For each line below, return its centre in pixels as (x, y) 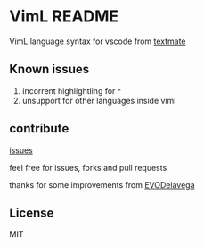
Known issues (49, 69)
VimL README (64, 17)
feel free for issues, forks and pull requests (88, 167)
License (32, 213)
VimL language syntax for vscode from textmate (98, 41)
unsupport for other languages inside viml (99, 100)
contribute (39, 128)
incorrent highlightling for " (72, 90)
